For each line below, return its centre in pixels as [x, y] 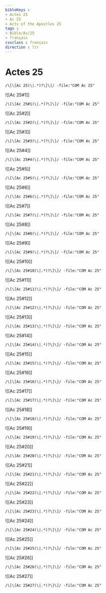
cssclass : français [27, 43]
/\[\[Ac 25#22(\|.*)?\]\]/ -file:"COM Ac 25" [53, 493]
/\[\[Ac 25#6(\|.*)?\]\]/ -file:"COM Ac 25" [52, 196]
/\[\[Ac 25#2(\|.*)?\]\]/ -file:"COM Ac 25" [52, 123]
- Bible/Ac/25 [20, 33]
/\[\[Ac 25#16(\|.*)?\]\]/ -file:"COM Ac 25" [53, 382]
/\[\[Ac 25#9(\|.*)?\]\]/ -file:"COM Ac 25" [52, 252]
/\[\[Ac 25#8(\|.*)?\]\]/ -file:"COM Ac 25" [52, 233]
